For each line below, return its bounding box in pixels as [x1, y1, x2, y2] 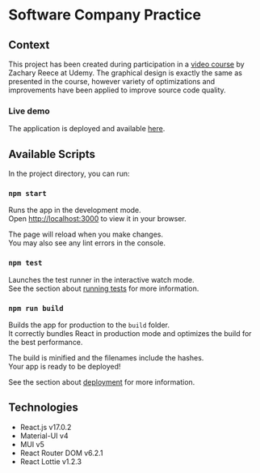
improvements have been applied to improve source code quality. [8, 85, 226, 95]
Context [8, 38, 50, 52]
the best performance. [8, 338, 83, 347]
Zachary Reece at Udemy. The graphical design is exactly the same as [8, 68, 242, 78]
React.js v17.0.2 [19, 422, 72, 432]
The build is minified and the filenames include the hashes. [8, 353, 204, 362]
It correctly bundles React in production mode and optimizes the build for [8, 329, 252, 338]
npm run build [8, 304, 64, 313]
